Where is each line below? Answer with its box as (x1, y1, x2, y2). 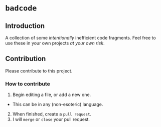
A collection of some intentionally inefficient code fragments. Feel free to (5, 35, 156, 40)
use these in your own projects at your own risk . (5, 40, 105, 46)
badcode (5, 3, 37, 13)
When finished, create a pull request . (12, 111, 92, 117)
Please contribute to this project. (5, 67, 73, 73)
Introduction (5, 21, 45, 30)
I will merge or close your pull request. (12, 116, 90, 122)
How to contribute (5, 80, 50, 87)
